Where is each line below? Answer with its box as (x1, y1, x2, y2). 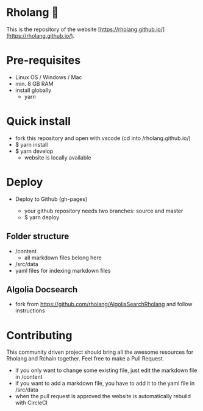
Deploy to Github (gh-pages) (15, 195, 88, 203)
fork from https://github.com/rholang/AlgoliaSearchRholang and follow (15, 301, 193, 308)
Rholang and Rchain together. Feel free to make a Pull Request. (6, 355, 165, 362)
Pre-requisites (6, 54, 81, 68)
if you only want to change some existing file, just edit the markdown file (15, 367, 198, 374)
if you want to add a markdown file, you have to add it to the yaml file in (15, 380, 195, 387)
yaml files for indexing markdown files (15, 267, 111, 274)
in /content (15, 373, 43, 381)
